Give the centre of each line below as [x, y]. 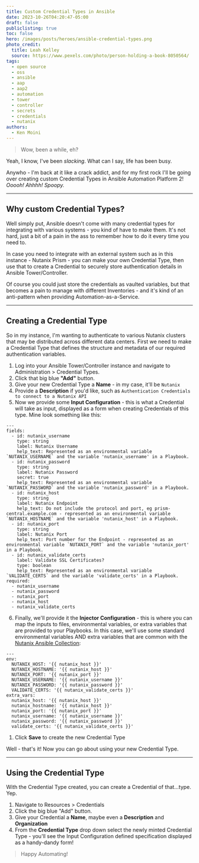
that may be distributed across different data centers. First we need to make [99, 342]
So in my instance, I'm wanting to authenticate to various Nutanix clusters [96, 335]
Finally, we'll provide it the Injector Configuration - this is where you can [103, 618]
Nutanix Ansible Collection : [48, 643]
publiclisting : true [32, 28]
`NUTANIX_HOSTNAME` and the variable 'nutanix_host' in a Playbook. [92, 519]
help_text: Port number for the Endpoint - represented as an [95, 539]
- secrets [23, 111]
